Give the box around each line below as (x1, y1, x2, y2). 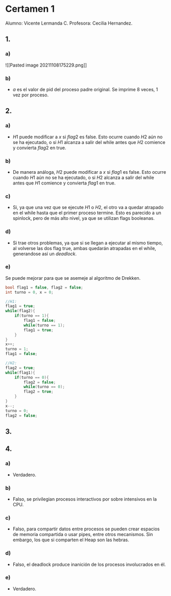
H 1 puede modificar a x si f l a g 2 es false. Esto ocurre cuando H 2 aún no (12, 134, 163, 140)
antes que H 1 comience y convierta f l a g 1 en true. (12, 180, 116, 186)
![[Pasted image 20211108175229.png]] (5, 62, 87, 68)
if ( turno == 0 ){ (14, 375, 50, 380)
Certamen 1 (5, 3, 55, 15)
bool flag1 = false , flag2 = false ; (5, 285, 83, 290)
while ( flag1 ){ (5, 370, 36, 375)
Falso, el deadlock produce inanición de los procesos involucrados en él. (12, 561, 166, 567)
